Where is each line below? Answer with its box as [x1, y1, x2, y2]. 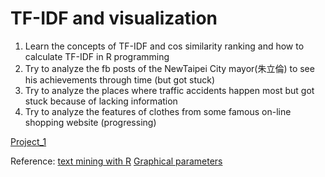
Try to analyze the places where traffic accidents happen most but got [24, 84, 315, 96]
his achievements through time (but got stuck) [24, 73, 216, 86]
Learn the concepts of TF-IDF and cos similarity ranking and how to [24, 40, 305, 52]
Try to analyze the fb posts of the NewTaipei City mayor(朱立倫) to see [24, 62, 315, 74]
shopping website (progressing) [24, 116, 157, 128]
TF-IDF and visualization [10, 7, 218, 30]
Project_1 [10, 135, 47, 147]
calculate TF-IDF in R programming [24, 50, 170, 62]
